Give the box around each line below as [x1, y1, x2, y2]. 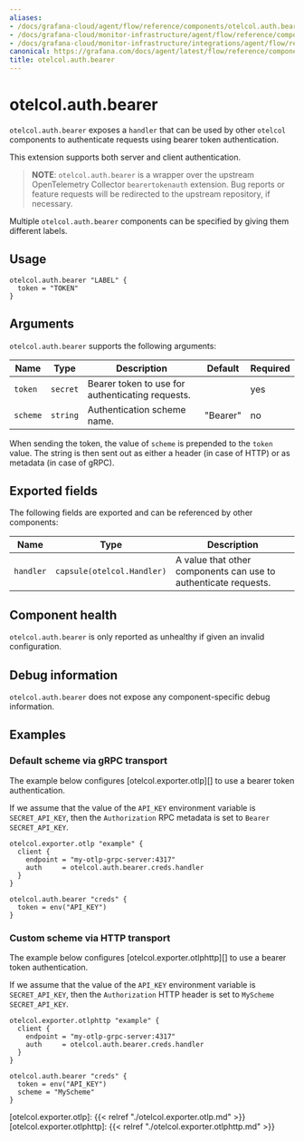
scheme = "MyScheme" [17, 1087, 95, 1097]
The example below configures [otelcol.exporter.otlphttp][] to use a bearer [9, 951, 287, 962]
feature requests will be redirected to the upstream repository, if [31, 188, 271, 200]
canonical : [9, 47, 51, 56]
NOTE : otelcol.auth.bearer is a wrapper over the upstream [31, 169, 255, 180]
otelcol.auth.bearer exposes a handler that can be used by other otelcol [9, 124, 287, 135]
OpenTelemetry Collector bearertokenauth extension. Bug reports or [31, 179, 285, 190]
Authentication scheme [87, 403, 186, 415]
